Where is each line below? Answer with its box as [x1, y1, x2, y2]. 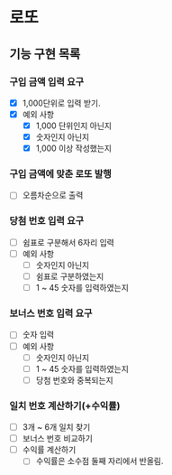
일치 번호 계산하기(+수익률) [9, 399, 121, 412]
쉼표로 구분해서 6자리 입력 [22, 237, 114, 247]
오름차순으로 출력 [22, 190, 84, 200]
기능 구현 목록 [9, 46, 81, 61]
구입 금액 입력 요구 [9, 75, 85, 88]
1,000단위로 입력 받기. [22, 98, 101, 108]
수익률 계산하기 [22, 444, 77, 455]
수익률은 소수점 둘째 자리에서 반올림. [35, 456, 164, 467]
